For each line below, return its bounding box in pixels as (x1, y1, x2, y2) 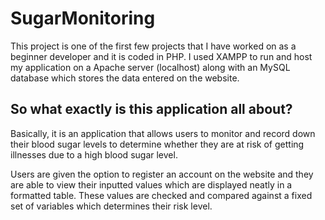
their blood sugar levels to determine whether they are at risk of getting (10, 138, 305, 150)
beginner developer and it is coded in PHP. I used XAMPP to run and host (10, 50, 313, 62)
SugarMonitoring (10, 7, 156, 30)
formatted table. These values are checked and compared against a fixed (10, 189, 313, 201)
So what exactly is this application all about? (10, 101, 293, 118)
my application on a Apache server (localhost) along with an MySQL (10, 61, 291, 73)
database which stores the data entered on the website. (10, 72, 240, 84)
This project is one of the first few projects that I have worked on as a (10, 40, 297, 52)
